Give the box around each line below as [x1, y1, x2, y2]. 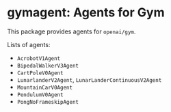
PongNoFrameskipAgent [16, 98, 79, 105]
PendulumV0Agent [16, 91, 64, 98]
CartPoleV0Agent [16, 70, 64, 76]
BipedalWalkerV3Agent [16, 62, 79, 69]
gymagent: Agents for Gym [7, 5, 165, 20]
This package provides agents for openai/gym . [7, 27, 136, 36]
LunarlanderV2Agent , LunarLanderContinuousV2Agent [16, 75, 162, 83]
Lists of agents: [7, 40, 51, 48]
